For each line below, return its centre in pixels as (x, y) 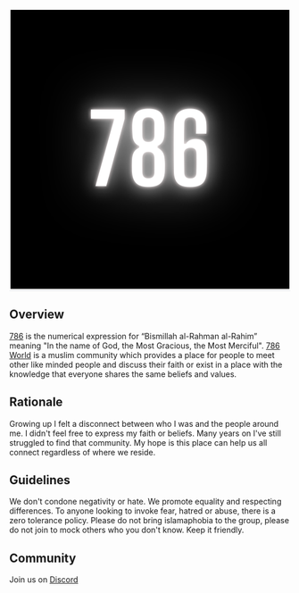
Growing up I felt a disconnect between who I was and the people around (144, 423)
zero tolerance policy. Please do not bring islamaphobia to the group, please (149, 521)
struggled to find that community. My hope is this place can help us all (138, 442)
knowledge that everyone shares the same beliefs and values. (123, 374)
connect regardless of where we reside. (83, 452)
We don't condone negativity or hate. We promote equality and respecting (145, 502)
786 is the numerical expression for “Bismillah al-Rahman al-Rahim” (133, 336)
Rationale (36, 402)
